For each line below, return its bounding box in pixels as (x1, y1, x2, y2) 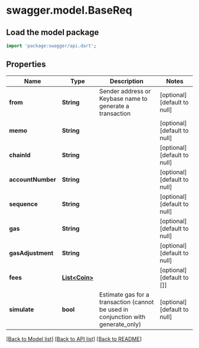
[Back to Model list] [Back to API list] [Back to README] (6, 335, 142, 342)
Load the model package (6, 27, 99, 37)
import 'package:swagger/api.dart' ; (6, 43, 97, 49)
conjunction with (99, 312, 146, 321)
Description (109, 77, 144, 85)
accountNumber (9, 175, 56, 184)
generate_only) (99, 320, 142, 328)
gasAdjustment (9, 249, 54, 257)
